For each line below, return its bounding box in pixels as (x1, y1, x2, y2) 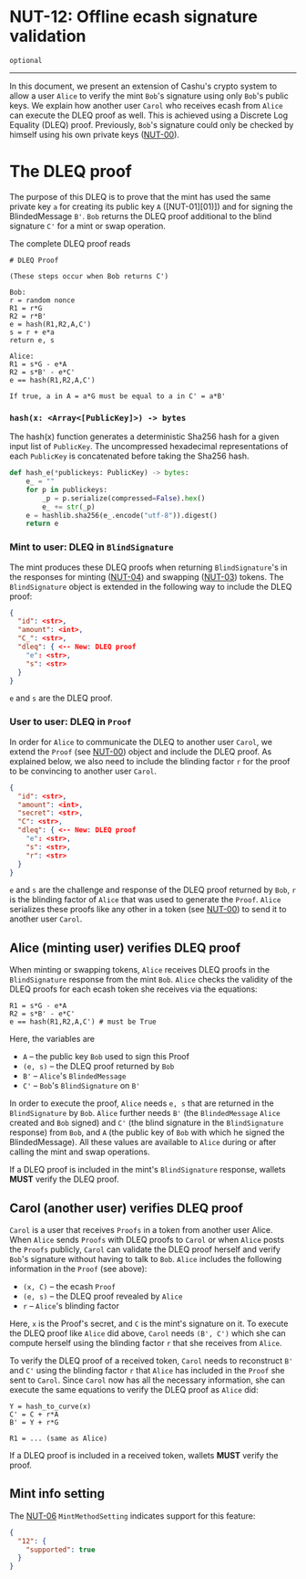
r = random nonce (9, 295, 76, 305)
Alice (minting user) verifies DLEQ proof (9, 940, 241, 955)
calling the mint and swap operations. (9, 1146, 150, 1157)
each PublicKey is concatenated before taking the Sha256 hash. (9, 450, 250, 462)
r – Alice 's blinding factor (22, 1300, 120, 1311)
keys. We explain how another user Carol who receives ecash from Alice (9, 100, 284, 111)
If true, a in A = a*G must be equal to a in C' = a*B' (9, 391, 226, 401)
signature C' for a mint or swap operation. (9, 220, 167, 231)
